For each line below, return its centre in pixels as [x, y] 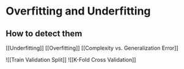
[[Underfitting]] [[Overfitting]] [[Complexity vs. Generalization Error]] [92, 48]
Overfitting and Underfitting [78, 11]
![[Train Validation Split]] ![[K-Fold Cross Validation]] [71, 60]
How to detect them [44, 34]
